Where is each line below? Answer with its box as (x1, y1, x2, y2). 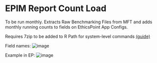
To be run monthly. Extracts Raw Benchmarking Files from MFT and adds (5, 19, 153, 25)
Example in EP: (5, 52, 35, 58)
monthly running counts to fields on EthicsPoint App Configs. (5, 24, 128, 30)
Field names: (5, 43, 31, 48)
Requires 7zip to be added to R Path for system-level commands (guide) (5, 33, 151, 39)
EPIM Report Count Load (5, 3, 107, 14)
